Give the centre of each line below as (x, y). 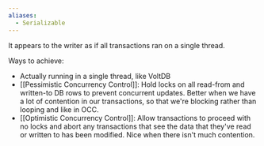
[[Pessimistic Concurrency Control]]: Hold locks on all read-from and (132, 84)
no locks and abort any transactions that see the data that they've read (135, 126)
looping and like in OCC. (59, 109)
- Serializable (40, 23)
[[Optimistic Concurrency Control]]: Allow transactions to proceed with (135, 118)
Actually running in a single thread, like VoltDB (95, 76)
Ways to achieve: (36, 61)
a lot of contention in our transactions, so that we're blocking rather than (138, 101)
